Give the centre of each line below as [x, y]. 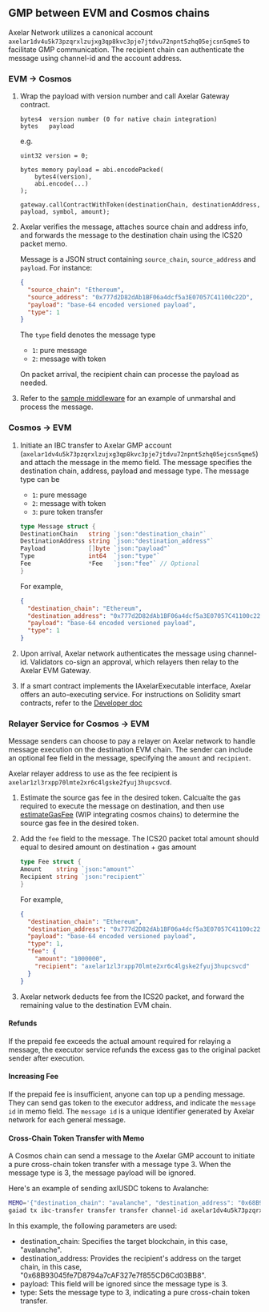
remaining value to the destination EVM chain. [96, 1005]
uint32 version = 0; [54, 156]
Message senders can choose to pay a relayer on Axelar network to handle [132, 741]
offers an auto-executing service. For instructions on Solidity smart [130, 695]
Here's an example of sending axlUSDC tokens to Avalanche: [109, 1189]
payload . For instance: [56, 268]
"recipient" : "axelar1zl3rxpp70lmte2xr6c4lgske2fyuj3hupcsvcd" [142, 966]
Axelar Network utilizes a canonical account [81, 32]
